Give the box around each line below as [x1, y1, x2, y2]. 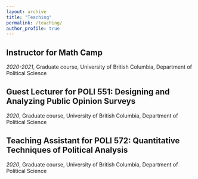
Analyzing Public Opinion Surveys [6, 96, 136, 106]
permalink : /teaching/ [6, 20, 63, 26]
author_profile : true [6, 25, 60, 32]
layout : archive [6, 8, 47, 15]
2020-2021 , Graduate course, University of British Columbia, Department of [6, 63, 193, 70]
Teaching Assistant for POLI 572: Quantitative [6, 135, 180, 146]
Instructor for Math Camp [6, 47, 103, 57]
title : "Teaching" [6, 14, 52, 20]
